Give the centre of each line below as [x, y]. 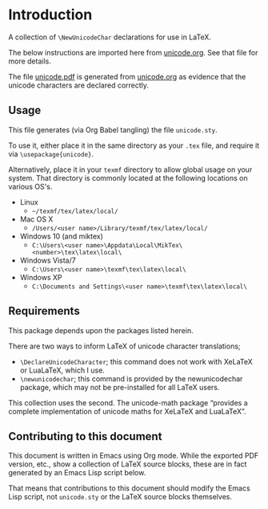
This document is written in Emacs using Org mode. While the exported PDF [134, 456]
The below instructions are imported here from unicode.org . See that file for [133, 52]
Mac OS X [36, 219]
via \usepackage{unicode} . [51, 153]
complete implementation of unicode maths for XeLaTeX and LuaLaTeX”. [127, 411]
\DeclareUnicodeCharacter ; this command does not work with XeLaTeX [136, 361]
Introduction [50, 15]
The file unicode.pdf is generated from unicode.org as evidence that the [127, 76]
